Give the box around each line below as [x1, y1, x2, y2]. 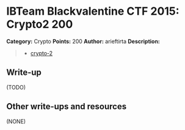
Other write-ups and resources [6, 101, 127, 112]
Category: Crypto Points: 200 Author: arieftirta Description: [6, 37, 161, 45]
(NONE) [6, 118, 26, 125]
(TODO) [6, 83, 26, 91]
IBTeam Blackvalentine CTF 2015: [6, 4, 180, 18]
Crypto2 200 [6, 17, 73, 31]
